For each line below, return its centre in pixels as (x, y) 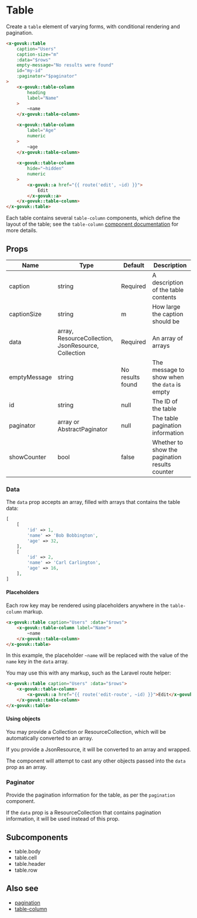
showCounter (28, 457)
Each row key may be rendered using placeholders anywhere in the (87, 605)
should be (166, 321)
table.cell (26, 858)
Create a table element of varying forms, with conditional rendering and (93, 26)
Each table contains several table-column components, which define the (93, 218)
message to (168, 370)
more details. (22, 231)
